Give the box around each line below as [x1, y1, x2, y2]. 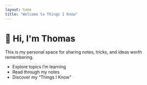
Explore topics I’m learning [12, 64, 66, 70]
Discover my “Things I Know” [12, 74, 72, 80]
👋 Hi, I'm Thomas [5, 33, 75, 44]
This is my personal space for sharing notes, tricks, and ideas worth [5, 49, 142, 55]
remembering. [5, 55, 34, 60]
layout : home [5, 7, 32, 12]
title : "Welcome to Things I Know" [5, 12, 78, 17]
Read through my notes [12, 69, 60, 75]
